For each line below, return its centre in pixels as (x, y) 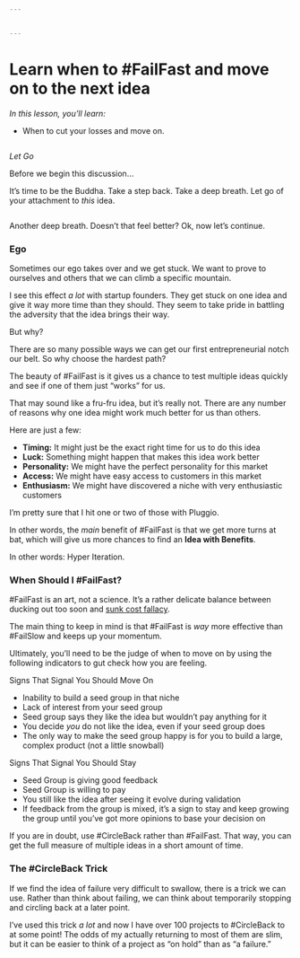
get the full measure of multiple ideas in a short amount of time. (126, 846)
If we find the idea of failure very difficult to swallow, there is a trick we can (148, 888)
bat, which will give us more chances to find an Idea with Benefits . (133, 539)
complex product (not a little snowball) (93, 745)
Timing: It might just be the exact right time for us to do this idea (141, 447)
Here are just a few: (46, 430)
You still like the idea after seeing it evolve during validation (132, 799)
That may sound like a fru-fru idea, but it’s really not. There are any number (148, 403)
